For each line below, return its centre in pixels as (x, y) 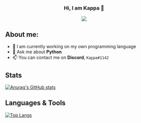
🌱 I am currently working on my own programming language (74, 47)
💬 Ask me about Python (37, 52)
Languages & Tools (35, 103)
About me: (22, 34)
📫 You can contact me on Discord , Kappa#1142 (60, 58)
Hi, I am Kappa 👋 (84, 8)
